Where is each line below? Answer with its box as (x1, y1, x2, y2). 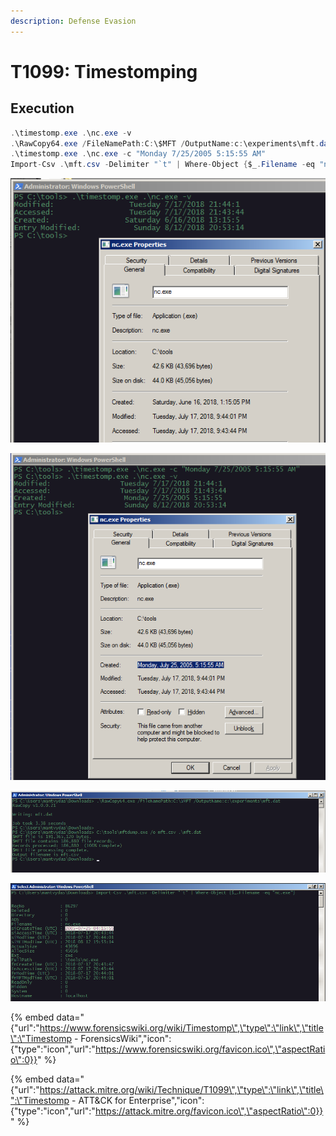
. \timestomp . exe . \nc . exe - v (10, 128, 132, 138)
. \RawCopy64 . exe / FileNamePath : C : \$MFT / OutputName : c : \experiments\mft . (10, 138, 320, 149)
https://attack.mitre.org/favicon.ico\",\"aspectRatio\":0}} (94, 1105, 324, 1117)
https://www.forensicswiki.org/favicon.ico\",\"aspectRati (94, 1043, 326, 1055)
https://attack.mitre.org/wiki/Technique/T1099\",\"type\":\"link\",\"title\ (39, 1083, 324, 1095)
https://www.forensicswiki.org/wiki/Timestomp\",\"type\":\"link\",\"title (39, 1021, 324, 1034)
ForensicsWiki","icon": (80, 1032, 172, 1044)
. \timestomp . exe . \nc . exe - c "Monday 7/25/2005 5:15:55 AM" (10, 149, 267, 159)
